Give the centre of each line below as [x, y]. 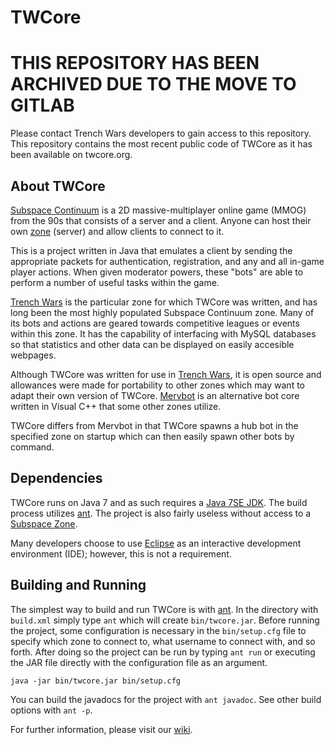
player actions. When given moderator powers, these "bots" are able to [157, 272]
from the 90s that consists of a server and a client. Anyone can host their [161, 220]
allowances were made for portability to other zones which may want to [157, 385]
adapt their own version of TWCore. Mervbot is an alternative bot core [155, 395]
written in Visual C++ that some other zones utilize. [116, 406]
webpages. [33, 355]
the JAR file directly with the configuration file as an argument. [139, 662]
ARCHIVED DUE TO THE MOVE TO [153, 84]
